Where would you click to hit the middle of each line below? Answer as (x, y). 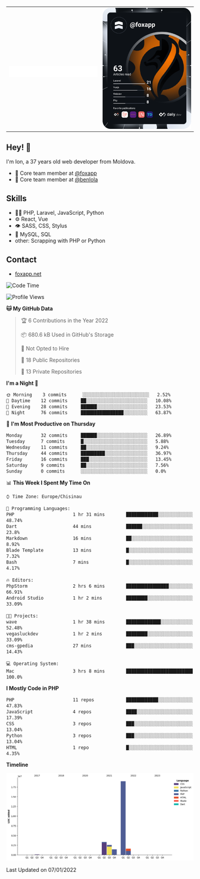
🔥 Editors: (20, 580)
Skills (16, 198)
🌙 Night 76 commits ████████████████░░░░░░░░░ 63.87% (89, 413)
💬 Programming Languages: (38, 509)
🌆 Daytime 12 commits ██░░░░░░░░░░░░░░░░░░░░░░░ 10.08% (89, 401)
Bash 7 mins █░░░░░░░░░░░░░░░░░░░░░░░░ (100, 562)
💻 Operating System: (33, 664)
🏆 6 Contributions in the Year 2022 (64, 320)
